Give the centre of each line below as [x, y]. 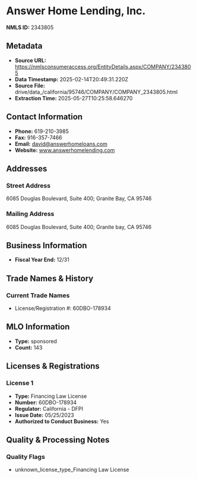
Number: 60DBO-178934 [46, 402]
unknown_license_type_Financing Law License [72, 470]
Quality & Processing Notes [58, 440]
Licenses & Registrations [53, 366]
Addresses [27, 168]
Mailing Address [30, 214]
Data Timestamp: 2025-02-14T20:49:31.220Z [72, 79]
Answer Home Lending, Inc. [76, 11]
